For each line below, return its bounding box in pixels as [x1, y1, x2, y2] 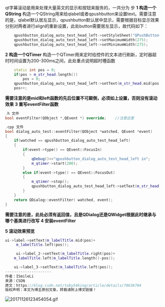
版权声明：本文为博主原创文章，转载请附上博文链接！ [5, 287, 97, 292]
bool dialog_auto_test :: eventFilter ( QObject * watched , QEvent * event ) [5, 129, 153, 134]
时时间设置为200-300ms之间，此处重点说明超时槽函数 [5, 57, 115, 63]
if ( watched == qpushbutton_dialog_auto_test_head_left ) [14, 138, 131, 143]
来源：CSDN [5, 278, 26, 283]
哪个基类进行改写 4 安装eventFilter [5, 218, 76, 224]
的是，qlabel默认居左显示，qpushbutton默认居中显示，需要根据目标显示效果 [5, 17, 160, 23]
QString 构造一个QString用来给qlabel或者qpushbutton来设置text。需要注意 [5, 11, 157, 17]
